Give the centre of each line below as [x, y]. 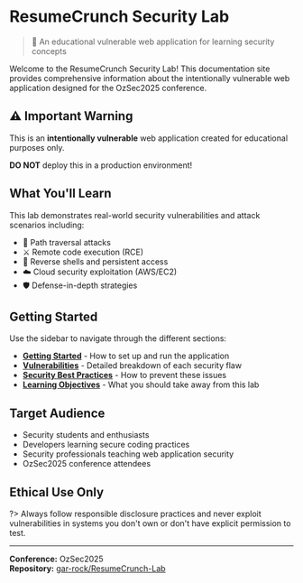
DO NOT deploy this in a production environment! [101, 165]
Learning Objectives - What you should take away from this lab [141, 384]
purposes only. [37, 147]
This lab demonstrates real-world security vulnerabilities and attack [135, 215]
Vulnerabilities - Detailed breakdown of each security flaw [132, 366]
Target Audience [57, 413]
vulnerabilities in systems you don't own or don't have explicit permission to [150, 523]
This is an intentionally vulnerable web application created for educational [149, 138]
